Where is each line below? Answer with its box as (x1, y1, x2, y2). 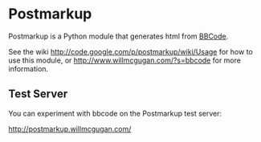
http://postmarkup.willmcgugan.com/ (8, 124, 132, 133)
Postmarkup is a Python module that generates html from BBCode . (8, 31, 229, 41)
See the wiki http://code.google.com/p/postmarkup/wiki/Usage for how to (8, 47, 253, 56)
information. (8, 63, 49, 73)
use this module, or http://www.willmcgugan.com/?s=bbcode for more (8, 55, 241, 65)
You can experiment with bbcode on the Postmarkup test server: (8, 108, 222, 118)
